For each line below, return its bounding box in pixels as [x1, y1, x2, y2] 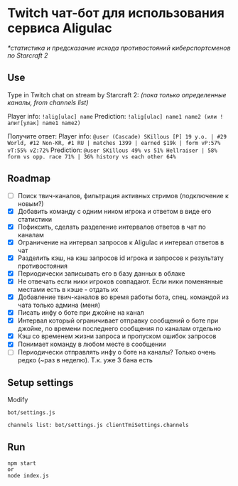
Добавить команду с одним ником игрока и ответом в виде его [17, 207, 212, 215]
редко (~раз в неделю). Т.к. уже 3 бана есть [17, 356, 153, 364]
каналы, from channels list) [7, 98, 89, 107]
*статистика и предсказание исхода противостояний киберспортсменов [7, 43, 231, 52]
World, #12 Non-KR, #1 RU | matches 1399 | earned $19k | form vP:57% [7, 139, 221, 146]
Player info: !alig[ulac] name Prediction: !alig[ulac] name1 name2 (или [7, 112, 217, 120]
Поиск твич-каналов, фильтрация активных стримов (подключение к [17, 191, 229, 200]
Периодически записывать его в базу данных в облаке [17, 269, 185, 278]
